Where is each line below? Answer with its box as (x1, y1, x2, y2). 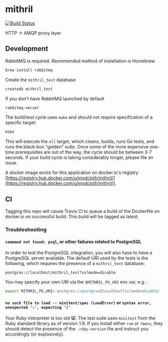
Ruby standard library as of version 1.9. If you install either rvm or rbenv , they (5, 320, 163, 326)
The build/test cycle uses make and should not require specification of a (5, 114, 153, 120)
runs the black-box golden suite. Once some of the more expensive (5, 144, 149, 150)
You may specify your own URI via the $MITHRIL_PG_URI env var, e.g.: (5, 279, 147, 285)
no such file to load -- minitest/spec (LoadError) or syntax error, (5, 299, 152, 305)
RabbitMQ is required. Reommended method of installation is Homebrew (5, 58, 155, 64)
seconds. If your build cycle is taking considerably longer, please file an (5, 154, 153, 160)
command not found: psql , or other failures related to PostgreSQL (5, 238, 142, 244)
